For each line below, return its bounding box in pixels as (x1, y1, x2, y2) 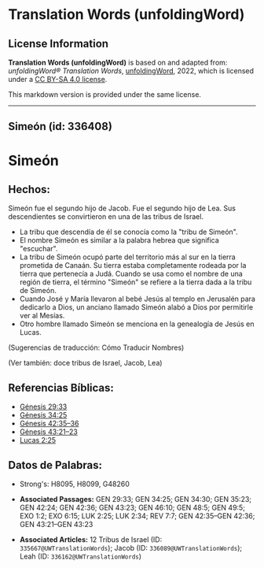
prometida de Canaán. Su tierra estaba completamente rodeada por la (19, 261, 247, 270)
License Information (8, 37, 108, 50)
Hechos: (8, 183, 51, 196)
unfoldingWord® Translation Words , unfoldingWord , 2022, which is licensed (8, 66, 254, 76)
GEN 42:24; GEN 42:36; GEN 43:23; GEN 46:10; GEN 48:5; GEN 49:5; (19, 503, 246, 513)
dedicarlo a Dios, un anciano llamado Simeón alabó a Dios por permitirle (19, 303, 254, 312)
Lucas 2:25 (19, 436, 57, 445)
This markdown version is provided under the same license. (8, 90, 202, 99)
